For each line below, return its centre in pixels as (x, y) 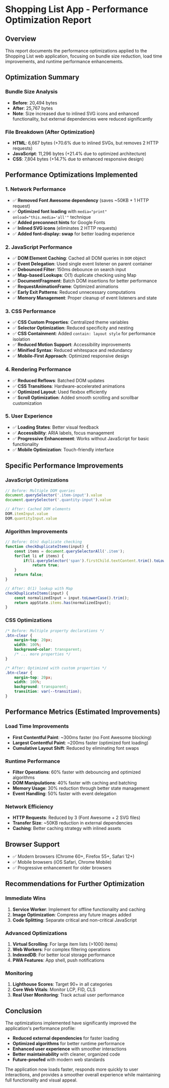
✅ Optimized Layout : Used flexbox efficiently (60, 392)
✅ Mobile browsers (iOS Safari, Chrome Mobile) (62, 862)
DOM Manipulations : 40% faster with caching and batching (75, 783)
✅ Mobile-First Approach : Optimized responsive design (71, 356)
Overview (21, 39)
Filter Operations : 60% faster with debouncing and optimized (76, 772)
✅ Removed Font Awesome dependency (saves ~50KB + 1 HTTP (81, 200)
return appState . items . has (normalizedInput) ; (63, 603)
